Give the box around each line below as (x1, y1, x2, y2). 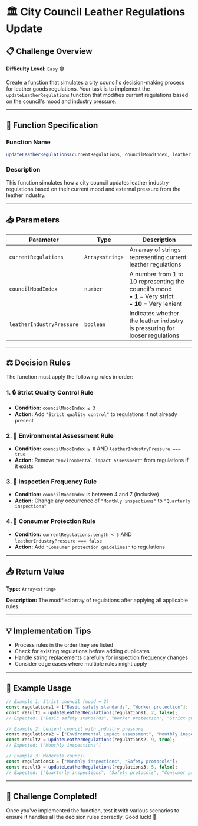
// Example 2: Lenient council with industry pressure (6, 726, 144, 732)
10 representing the (129, 277, 184, 285)
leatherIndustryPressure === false (14, 538, 103, 544)
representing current (129, 253, 187, 261)
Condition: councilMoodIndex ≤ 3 (14, 404, 96, 411)
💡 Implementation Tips (6, 625, 91, 635)
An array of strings (129, 246, 181, 254)
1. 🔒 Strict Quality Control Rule (6, 389, 94, 397)
